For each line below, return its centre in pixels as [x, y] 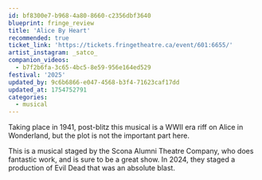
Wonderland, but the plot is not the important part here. [99, 135]
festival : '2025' [37, 75]
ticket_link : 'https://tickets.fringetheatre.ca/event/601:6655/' [121, 45]
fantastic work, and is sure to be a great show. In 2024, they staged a [122, 159]
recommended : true [39, 38]
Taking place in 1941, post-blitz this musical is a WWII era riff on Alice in [126, 127]
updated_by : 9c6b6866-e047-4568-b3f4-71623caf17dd [94, 82]
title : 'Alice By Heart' [49, 30]
